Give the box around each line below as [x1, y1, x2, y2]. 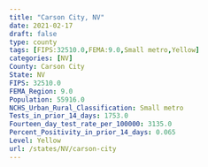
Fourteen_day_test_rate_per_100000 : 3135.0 [9, 120, 173, 129]
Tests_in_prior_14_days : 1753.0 [9, 111, 128, 120]
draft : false [9, 29, 58, 38]
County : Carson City [9, 63, 86, 72]
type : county [9, 37, 58, 47]
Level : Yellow [9, 136, 62, 145]
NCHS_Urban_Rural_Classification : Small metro [9, 103, 184, 112]
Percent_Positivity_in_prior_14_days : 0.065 [9, 128, 176, 137]
